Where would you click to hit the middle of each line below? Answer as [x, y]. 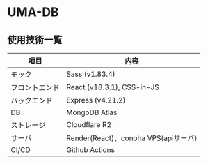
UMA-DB [33, 12]
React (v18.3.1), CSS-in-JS [113, 87]
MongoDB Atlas [92, 112]
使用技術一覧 [35, 39]
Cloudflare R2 [89, 125]
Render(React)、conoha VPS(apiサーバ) [132, 138]
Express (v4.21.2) [96, 100]
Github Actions [90, 150]
